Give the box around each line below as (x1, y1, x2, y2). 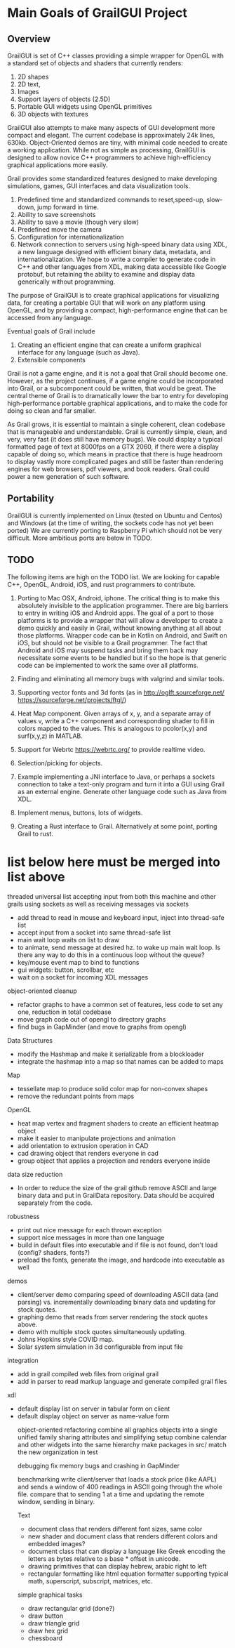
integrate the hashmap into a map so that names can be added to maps (17, 1057, 224, 1065)
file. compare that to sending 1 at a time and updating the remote (17, 1490, 205, 1498)
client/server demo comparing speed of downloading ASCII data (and (17, 1290, 219, 1298)
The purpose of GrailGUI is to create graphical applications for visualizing (7, 291, 220, 299)
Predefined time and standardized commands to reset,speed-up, (17, 195, 206, 204)
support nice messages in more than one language (17, 1233, 165, 1241)
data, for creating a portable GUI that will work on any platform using (7, 298, 206, 307)
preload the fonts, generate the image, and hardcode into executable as (17, 1255, 225, 1264)
